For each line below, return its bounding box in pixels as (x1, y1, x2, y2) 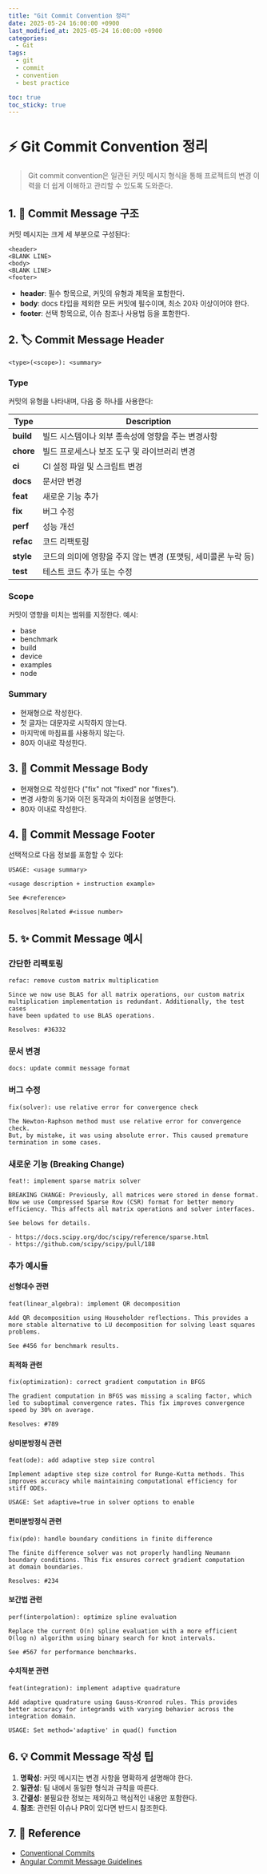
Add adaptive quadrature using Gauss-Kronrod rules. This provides (8, 1698, 238, 1706)
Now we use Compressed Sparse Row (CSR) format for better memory (8, 1198, 234, 1206)
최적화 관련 (8, 1360, 42, 1370)
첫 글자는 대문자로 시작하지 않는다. (19, 718, 127, 727)
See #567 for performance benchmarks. (8, 1648, 137, 1656)
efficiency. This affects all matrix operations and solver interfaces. (8, 1204, 256, 1213)
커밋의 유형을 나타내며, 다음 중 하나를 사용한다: (8, 396, 153, 406)
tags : (8, 49, 26, 57)
